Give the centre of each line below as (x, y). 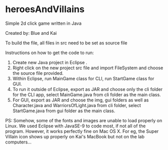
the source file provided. (38, 73)
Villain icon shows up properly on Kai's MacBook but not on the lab (75, 136)
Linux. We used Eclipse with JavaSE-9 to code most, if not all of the (75, 126)
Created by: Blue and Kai (31, 33)
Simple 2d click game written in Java (43, 23)
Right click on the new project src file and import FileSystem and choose (88, 68)
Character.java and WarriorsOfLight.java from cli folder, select (77, 105)
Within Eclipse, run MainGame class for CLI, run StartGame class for (83, 78)
